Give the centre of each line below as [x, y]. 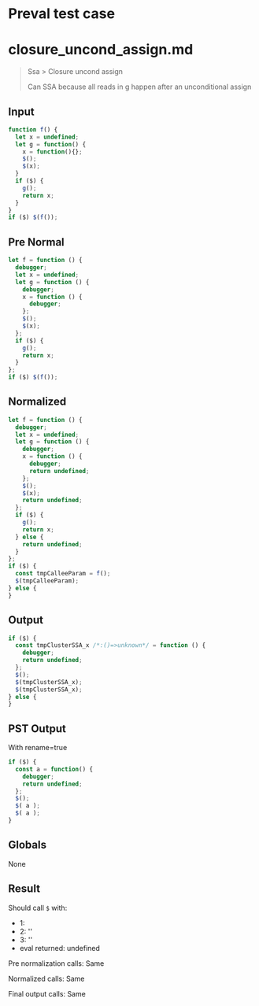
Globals [28, 845]
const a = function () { [54, 769]
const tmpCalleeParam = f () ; [63, 574]
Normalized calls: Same [46, 978]
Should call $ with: [38, 908]
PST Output [37, 729]
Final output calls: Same [47, 993]
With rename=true [38, 748]
